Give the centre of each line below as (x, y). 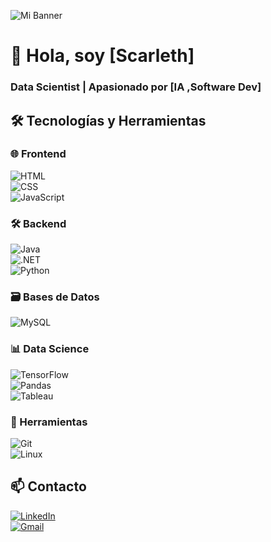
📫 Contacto (48, 486)
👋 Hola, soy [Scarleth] (102, 56)
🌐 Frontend (38, 154)
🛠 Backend (38, 223)
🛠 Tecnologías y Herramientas (108, 120)
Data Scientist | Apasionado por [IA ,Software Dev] (136, 87)
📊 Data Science (50, 349)
